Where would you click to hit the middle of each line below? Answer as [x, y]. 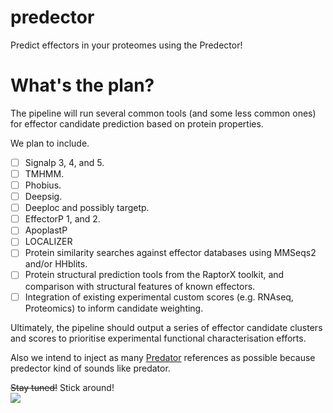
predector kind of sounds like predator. [90, 368]
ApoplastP [46, 230]
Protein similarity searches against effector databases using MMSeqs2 [170, 253]
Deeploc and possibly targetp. [87, 208]
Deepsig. [43, 197]
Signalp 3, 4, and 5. [64, 162]
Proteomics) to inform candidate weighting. [114, 308]
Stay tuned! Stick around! [62, 387]
